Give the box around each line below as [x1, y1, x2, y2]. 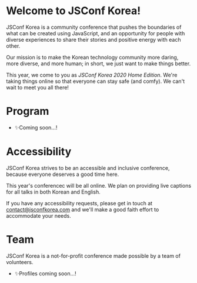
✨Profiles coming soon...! [14, 269, 76, 277]
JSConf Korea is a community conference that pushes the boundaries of [6, 24, 182, 31]
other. [6, 42, 21, 49]
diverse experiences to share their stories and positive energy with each [6, 36, 181, 43]
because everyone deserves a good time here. [6, 171, 119, 178]
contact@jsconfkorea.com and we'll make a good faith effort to [6, 206, 159, 213]
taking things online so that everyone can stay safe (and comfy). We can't [6, 78, 185, 85]
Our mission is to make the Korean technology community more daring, [6, 54, 179, 61]
